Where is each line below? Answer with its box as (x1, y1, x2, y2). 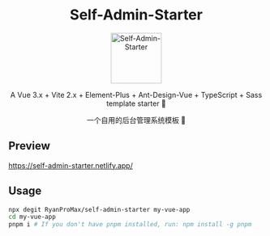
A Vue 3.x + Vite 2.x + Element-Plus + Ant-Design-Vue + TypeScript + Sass (10, 90, 263, 99)
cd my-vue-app (8, 213, 57, 221)
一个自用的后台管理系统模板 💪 (86, 115, 186, 124)
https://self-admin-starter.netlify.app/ (8, 160, 134, 171)
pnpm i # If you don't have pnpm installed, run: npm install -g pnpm (8, 221, 252, 229)
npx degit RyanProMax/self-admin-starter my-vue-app (8, 205, 191, 213)
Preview (8, 139, 51, 153)
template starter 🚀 (106, 99, 166, 108)
